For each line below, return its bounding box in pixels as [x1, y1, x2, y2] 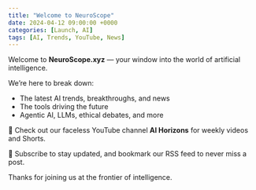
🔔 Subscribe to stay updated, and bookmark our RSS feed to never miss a [8, 149, 247, 159]
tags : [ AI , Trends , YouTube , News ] [8, 33, 125, 42]
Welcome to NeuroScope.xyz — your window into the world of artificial [8, 55, 241, 64]
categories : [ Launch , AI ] [8, 26, 93, 34]
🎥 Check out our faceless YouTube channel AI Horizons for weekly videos [8, 126, 249, 135]
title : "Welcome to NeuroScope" [8, 11, 114, 20]
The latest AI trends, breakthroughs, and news [19, 93, 171, 103]
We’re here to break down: [8, 79, 95, 88]
